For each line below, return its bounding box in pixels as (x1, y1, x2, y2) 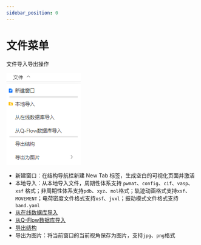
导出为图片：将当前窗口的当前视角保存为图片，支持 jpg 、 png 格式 (15, 232, 175, 239)
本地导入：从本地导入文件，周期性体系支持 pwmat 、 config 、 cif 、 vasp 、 (15, 179, 194, 186)
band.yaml (15, 202, 41, 208)
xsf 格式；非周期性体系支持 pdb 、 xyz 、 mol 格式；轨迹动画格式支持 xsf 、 (15, 186, 191, 194)
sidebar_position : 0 (6, 10, 59, 16)
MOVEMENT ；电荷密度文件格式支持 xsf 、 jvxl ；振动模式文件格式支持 (15, 194, 179, 202)
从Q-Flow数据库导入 (15, 216, 66, 224)
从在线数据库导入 (15, 208, 58, 216)
